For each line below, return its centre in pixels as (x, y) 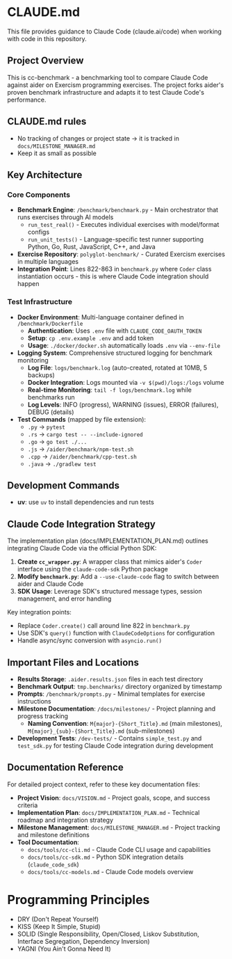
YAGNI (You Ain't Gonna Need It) (64, 949)
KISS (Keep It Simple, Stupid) (59, 926)
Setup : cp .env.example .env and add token (91, 338)
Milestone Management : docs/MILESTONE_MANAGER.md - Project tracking (119, 827)
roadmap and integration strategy (65, 820)
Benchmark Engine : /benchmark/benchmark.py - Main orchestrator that (118, 210)
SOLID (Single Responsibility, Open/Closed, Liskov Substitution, (108, 934)
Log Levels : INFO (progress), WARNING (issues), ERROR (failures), (123, 404)
